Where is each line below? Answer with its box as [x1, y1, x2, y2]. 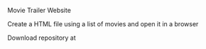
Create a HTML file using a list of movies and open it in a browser [7, 20, 199, 28]
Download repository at [7, 33, 76, 42]
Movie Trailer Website [7, 6, 71, 14]
